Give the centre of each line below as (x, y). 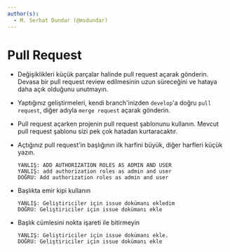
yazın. (26, 152)
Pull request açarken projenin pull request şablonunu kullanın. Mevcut (118, 124)
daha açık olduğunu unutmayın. (63, 89)
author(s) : (23, 14)
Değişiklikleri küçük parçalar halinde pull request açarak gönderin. (113, 74)
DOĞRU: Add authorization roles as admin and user (93, 178)
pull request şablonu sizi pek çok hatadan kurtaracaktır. (97, 131)
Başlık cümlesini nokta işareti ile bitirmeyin (79, 223)
